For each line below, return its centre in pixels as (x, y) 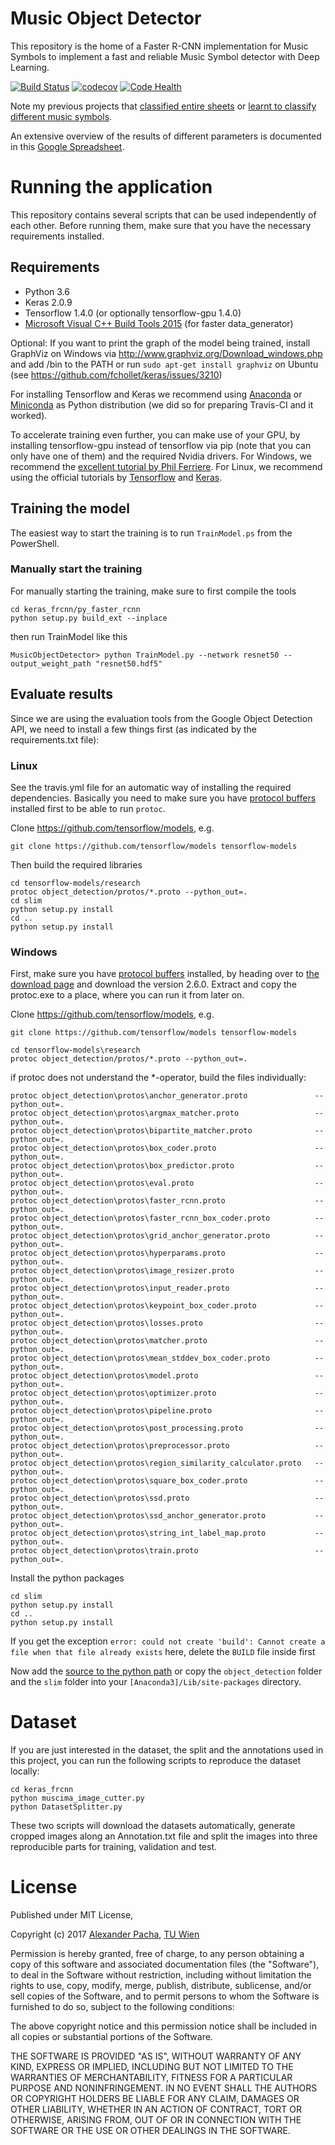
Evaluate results (61, 694)
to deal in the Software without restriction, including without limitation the (161, 1975)
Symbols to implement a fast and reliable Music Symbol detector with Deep (165, 56)
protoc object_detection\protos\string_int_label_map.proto (138, 1533)
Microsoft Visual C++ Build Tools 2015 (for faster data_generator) (159, 323)
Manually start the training (76, 569)
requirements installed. (57, 236)
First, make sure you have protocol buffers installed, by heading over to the (165, 974)
